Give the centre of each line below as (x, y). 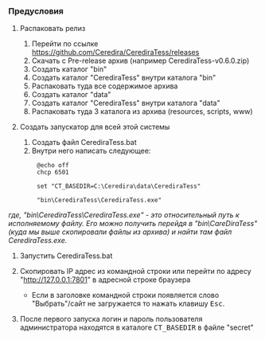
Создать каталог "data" (71, 95)
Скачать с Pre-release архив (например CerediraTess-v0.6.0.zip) (140, 61)
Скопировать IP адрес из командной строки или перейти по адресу (136, 272)
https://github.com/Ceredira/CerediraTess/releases (115, 53)
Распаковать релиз (53, 29)
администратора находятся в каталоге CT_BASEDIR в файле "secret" (137, 327)
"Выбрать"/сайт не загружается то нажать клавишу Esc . (128, 303)
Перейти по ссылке (65, 44)
